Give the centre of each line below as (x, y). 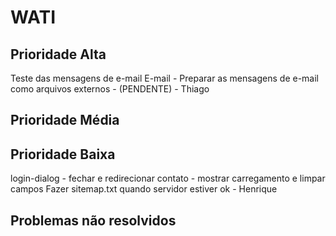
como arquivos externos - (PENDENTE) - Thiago (110, 89)
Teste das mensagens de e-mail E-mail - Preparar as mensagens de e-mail (165, 78)
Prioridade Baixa (63, 154)
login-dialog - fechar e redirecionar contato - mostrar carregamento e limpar (168, 178)
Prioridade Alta (58, 54)
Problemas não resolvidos (93, 220)
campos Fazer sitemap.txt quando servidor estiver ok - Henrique (144, 189)
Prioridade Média (65, 120)
